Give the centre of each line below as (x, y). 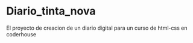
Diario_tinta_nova (51, 11)
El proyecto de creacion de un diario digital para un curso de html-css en (97, 28)
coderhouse (21, 34)
